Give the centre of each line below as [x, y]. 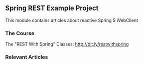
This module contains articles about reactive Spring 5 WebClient [72, 20]
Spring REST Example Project [52, 8]
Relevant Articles [27, 57]
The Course [20, 33]
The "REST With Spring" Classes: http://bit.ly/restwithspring [67, 44]
